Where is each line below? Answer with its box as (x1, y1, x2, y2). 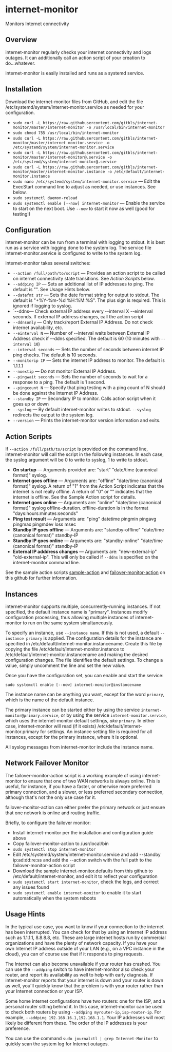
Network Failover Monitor (5, 759, 89, 768)
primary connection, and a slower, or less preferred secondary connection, (5, 789, 164, 795)
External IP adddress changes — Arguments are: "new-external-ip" (12, 548, 157, 555)
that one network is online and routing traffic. (5, 810, 101, 816)
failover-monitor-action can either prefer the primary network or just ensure (5, 804, 165, 810)
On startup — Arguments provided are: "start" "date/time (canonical (12, 467, 158, 473)
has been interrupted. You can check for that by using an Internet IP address (5, 929, 167, 935)
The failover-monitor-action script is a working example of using (5, 772, 141, 778)
